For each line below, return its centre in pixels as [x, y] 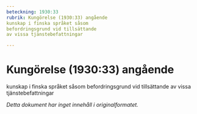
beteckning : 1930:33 [33, 12]
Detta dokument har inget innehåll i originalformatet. [72, 105]
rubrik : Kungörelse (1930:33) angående [57, 18]
